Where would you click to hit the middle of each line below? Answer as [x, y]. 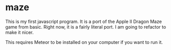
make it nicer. [20, 32]
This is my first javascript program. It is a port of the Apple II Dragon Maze [84, 21]
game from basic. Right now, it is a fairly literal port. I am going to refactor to [86, 27]
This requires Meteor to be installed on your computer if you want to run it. [84, 42]
